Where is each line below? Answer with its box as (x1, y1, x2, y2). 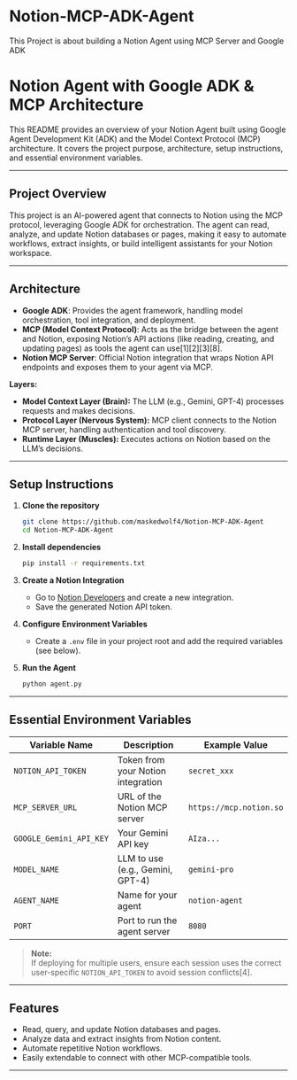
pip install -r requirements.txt (21, 559, 146, 568)
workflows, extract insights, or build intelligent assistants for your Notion (9, 237, 273, 249)
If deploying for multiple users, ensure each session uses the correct (30, 957, 282, 967)
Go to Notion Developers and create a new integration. (34, 592, 234, 602)
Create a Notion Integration (21, 574, 125, 586)
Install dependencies (21, 542, 102, 553)
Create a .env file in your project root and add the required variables (34, 635, 284, 646)
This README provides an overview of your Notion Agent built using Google (9, 124, 286, 135)
